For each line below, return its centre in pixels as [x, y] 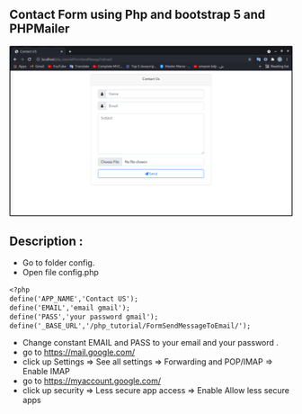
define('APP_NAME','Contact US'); [74, 299]
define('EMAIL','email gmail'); [70, 308]
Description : [46, 241]
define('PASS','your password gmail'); [84, 317]
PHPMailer [40, 29]
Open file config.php [60, 273]
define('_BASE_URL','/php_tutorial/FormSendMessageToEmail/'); [130, 326]
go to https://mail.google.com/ [79, 352]
